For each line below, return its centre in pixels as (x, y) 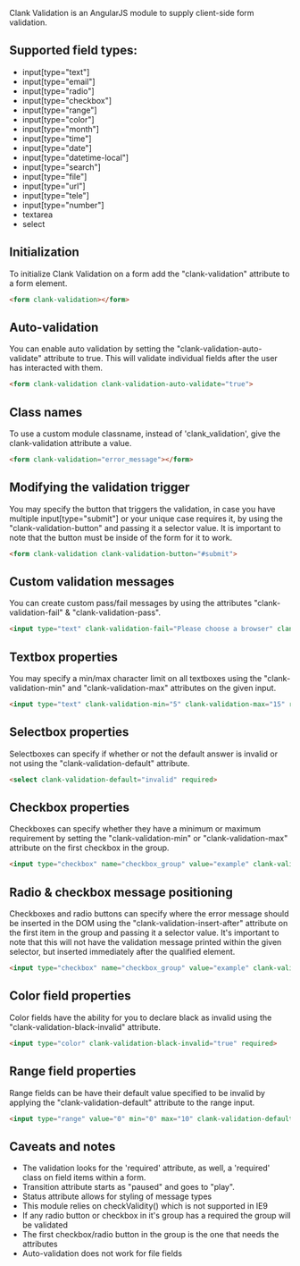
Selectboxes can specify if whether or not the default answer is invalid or (144, 754)
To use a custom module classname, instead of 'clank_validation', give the (145, 434)
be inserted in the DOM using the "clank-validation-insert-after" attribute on (149, 924)
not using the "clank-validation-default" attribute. (100, 763)
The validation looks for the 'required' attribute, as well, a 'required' (146, 1168)
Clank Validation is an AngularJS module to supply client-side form (132, 13)
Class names (46, 412)
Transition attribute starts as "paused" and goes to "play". (128, 1187)
